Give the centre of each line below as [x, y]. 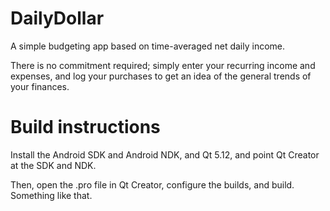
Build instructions [85, 127]
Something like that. [51, 195]
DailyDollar [57, 18]
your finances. [40, 86]
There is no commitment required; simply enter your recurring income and [163, 65]
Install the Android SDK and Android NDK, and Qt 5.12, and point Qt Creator [165, 154]
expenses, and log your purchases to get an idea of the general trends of [161, 76]
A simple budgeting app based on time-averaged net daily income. [148, 46]
